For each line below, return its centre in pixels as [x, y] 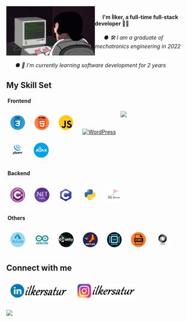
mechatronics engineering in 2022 [138, 46]
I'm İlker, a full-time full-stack [140, 17]
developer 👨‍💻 [112, 23]
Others [16, 218]
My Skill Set [29, 85]
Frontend [19, 101]
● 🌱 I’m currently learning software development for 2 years [90, 65]
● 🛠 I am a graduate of [133, 38]
